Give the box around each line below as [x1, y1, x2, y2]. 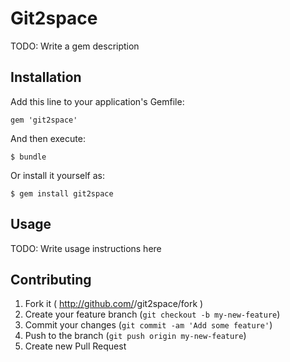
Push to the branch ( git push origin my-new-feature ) [24, 330, 247, 342]
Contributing [10, 271, 92, 288]
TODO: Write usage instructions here [10, 242, 162, 254]
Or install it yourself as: [10, 169, 105, 181]
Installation [10, 69, 82, 86]
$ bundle [10, 152, 47, 162]
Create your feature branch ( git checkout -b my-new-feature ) [24, 308, 281, 321]
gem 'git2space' [10, 115, 78, 125]
